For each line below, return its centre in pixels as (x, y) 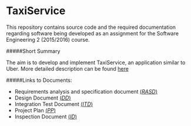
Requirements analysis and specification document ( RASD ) (86, 91)
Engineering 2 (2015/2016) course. (48, 39)
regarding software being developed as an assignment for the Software (93, 33)
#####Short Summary (33, 51)
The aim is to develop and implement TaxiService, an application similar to (96, 62)
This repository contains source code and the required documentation (91, 27)
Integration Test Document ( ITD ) (53, 104)
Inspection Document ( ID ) (46, 117)
